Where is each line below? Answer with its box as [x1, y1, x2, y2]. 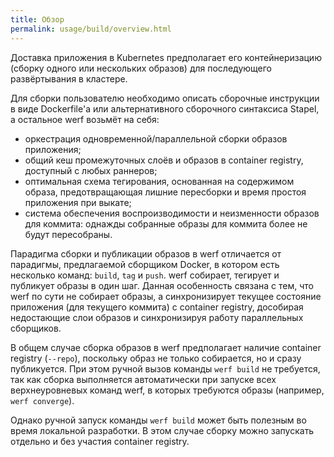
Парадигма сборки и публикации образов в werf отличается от [10, 247, 282, 260]
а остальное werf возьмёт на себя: [10, 113, 160, 125]
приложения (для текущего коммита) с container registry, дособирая [10, 301, 304, 313]
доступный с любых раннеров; [24, 164, 158, 176]
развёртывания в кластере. [10, 72, 128, 85]
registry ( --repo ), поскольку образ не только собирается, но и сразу [10, 352, 302, 364]
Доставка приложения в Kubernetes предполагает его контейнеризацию [10, 51, 322, 63]
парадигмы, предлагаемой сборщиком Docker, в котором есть [10, 258, 280, 270]
